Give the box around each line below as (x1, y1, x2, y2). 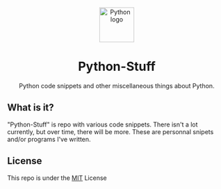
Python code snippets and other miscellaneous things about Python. (19, 81, 215, 90)
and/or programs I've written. (7, 135, 92, 143)
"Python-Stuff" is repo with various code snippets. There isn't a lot (7, 120, 198, 129)
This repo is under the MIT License (7, 174, 107, 182)
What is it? (7, 101, 54, 114)
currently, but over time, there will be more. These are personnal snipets (7, 127, 214, 135)
